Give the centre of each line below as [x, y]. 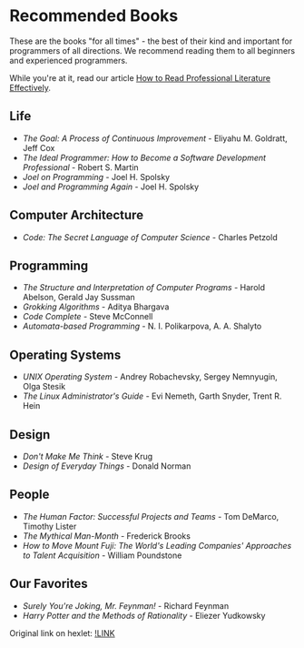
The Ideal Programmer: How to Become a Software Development [144, 157]
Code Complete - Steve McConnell [88, 317]
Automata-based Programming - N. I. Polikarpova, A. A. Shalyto [142, 326]
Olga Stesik [44, 387]
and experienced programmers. [69, 60]
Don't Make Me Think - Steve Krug [88, 456]
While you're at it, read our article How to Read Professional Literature [140, 77]
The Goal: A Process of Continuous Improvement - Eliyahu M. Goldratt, [155, 138]
